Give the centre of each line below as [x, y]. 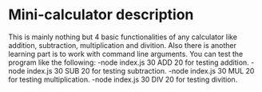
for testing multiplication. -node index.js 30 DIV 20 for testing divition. [123, 79]
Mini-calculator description [101, 15]
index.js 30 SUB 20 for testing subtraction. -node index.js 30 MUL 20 [141, 70]
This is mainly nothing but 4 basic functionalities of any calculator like [123, 37]
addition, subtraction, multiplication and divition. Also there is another [123, 45]
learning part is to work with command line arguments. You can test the [126, 54]
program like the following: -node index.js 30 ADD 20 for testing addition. [129, 62]
